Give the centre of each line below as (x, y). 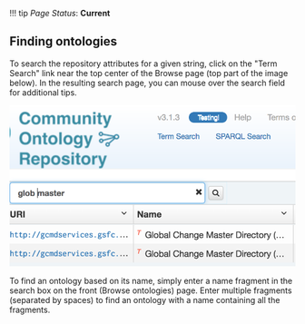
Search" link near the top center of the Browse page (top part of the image (149, 73)
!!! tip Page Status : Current (60, 13)
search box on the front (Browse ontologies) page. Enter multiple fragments (151, 290)
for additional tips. (43, 92)
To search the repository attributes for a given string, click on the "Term (143, 64)
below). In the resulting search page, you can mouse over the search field (148, 83)
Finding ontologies (64, 41)
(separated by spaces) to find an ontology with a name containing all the (145, 299)
